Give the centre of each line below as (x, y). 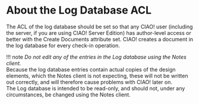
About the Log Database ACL (79, 10)
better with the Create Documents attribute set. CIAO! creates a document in (100, 39)
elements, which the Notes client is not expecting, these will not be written (97, 76)
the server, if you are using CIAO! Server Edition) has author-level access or (99, 32)
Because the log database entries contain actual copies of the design (91, 69)
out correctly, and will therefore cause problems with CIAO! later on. (89, 82)
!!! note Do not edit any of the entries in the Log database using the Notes (97, 57)
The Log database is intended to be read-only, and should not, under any (96, 88)
